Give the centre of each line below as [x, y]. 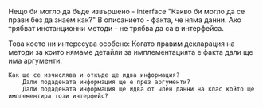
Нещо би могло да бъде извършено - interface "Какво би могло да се [127, 12]
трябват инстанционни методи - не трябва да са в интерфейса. [116, 28]
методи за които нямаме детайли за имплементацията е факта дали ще [131, 52]
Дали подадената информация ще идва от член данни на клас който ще [139, 89]
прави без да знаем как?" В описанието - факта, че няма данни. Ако [125, 20]
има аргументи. [35, 60]
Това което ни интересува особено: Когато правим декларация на [122, 44]
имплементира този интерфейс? [59, 96]
